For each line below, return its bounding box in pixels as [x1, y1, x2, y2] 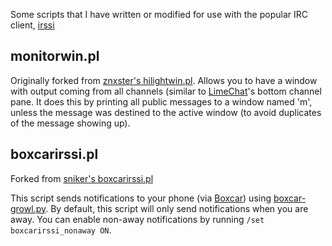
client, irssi [10, 19, 55, 31]
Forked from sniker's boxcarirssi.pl [10, 172, 154, 184]
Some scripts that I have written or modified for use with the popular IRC [10, 9, 308, 20]
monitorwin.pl [10, 48, 100, 65]
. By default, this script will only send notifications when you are [45, 202, 309, 214]
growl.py [10, 202, 47, 214]
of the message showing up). [10, 117, 131, 129]
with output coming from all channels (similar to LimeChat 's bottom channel [10, 85, 322, 97]
